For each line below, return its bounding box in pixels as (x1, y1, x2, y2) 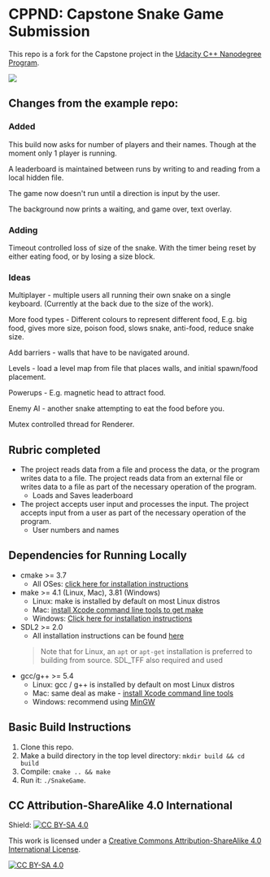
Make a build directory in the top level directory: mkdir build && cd (20, 750, 246, 761)
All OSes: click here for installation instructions (32, 578, 189, 588)
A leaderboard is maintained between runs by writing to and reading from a (8, 164, 260, 173)
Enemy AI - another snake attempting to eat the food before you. (8, 404, 225, 413)
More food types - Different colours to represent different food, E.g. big (8, 315, 247, 325)
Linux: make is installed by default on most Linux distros (32, 596, 220, 606)
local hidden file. (8, 172, 64, 182)
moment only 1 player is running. (8, 148, 118, 158)
